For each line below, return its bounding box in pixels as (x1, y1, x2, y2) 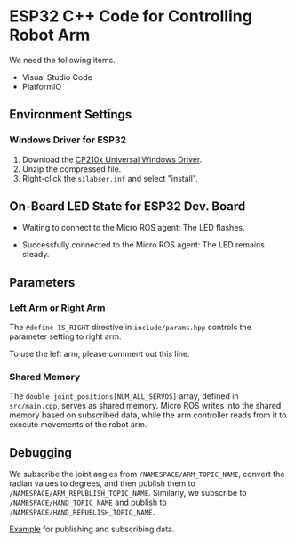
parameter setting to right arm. (9, 331, 122, 342)
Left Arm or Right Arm (9, 301, 106, 313)
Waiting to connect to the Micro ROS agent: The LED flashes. (21, 223, 245, 233)
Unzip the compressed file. (21, 163, 122, 174)
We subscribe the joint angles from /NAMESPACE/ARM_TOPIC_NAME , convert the (9, 469, 285, 480)
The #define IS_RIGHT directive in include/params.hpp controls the (9, 322, 251, 333)
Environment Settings (9, 107, 132, 122)
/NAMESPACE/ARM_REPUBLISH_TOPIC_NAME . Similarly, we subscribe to (9, 488, 247, 498)
